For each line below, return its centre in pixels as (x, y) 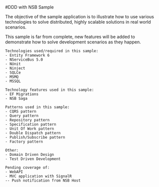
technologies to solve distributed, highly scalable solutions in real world (78, 22)
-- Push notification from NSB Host (43, 181)
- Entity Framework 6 (27, 55)
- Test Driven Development (33, 159)
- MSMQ (12, 77)
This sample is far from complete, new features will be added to (70, 37)
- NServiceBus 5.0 (24, 60)
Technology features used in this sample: (50, 90)
